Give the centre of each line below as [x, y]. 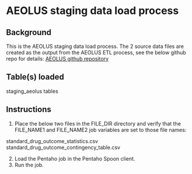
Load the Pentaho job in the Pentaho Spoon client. [75, 158]
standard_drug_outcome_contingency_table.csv [63, 147]
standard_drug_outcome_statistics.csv [52, 141]
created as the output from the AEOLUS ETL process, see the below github [96, 53]
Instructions [29, 109]
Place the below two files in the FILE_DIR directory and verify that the [97, 123]
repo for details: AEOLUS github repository [57, 59]
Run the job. [29, 165]
